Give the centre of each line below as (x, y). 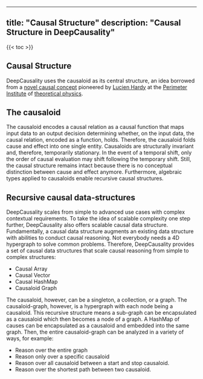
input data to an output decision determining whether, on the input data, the (100, 133)
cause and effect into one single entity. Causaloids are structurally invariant (100, 147)
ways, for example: (30, 338)
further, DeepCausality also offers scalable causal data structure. (87, 225)
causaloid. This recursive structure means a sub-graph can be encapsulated (101, 313)
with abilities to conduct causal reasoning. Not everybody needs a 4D (93, 238)
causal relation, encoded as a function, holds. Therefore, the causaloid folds (101, 140)
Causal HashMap (36, 282)
